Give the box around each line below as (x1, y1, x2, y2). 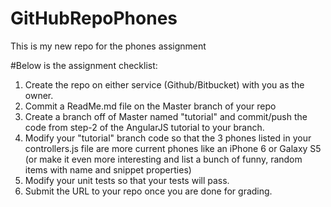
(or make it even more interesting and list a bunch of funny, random (24, 153, 303, 165)
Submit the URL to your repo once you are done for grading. (24, 185, 273, 197)
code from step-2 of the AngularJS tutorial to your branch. (24, 121, 265, 133)
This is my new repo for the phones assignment (10, 40, 207, 52)
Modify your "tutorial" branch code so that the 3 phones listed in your (24, 132, 312, 144)
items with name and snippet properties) (24, 163, 192, 176)
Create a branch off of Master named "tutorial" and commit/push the (24, 110, 308, 122)
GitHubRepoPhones (10, 7, 178, 30)
